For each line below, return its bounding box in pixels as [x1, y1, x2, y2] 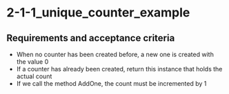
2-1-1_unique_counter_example [6, 5, 190, 21]
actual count [16, 72, 52, 80]
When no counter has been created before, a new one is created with [16, 50, 215, 58]
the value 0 [16, 58, 49, 66]
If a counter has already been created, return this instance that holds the [16, 65, 223, 73]
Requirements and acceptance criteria [6, 32, 175, 44]
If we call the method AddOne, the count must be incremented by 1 [16, 80, 207, 87]
